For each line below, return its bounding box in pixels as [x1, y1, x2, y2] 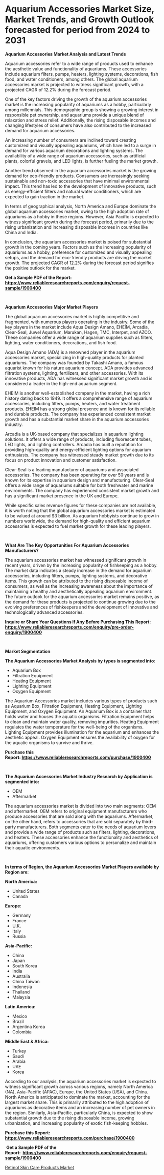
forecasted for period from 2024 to [5, 25, 150, 35]
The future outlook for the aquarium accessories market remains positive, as [5, 594, 160, 600]
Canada [12, 893, 28, 899]
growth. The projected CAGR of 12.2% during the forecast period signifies [5, 260, 154, 266]
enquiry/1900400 [5, 629, 42, 635]
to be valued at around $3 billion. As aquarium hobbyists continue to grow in [5, 512, 159, 518]
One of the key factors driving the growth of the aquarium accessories [5, 96, 147, 102]
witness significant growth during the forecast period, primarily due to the [5, 219, 154, 225]
